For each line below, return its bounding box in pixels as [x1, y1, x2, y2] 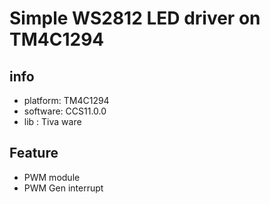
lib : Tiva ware [23, 116, 82, 127]
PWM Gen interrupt [23, 182, 104, 194]
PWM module [23, 171, 81, 183]
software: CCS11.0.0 [23, 105, 107, 117]
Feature [9, 145, 59, 162]
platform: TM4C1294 [23, 95, 110, 106]
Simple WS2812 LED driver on [9, 7, 261, 30]
